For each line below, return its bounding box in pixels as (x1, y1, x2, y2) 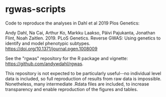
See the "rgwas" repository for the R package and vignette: (5, 55, 128, 61)
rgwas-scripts (5, 3, 66, 15)
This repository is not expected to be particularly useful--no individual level (5, 70, 161, 76)
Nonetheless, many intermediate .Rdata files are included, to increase (5, 81, 149, 87)
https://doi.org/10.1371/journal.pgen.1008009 (5, 45, 98, 51)
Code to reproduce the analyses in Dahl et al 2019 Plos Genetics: (5, 20, 140, 26)
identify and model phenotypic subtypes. (5, 40, 91, 46)
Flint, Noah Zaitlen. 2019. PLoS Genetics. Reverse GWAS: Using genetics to (5, 35, 161, 41)
